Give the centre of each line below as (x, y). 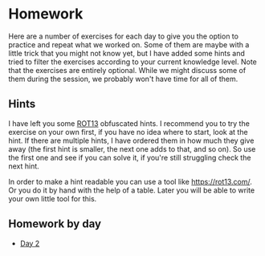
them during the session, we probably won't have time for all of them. (123, 79)
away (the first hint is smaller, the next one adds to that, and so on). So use (132, 148)
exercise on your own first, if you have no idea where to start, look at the (128, 132)
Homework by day (55, 224)
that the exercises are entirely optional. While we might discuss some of (127, 70)
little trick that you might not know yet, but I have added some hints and (126, 53)
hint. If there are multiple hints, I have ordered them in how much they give (131, 140)
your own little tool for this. (53, 198)
